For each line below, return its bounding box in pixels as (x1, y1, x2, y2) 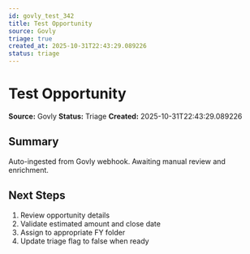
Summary (8, 135, 59, 149)
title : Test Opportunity (8, 19, 93, 28)
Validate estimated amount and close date (19, 218, 161, 228)
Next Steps (8, 188, 66, 203)
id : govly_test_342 (8, 11, 75, 20)
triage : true (8, 34, 53, 43)
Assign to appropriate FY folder (19, 227, 126, 237)
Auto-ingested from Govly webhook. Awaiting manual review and (8, 156, 226, 166)
